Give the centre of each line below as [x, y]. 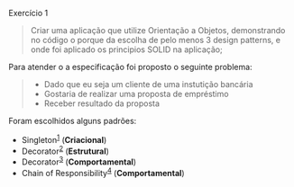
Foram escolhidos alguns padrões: [73, 121]
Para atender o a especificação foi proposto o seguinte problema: [131, 67]
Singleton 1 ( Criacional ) [64, 139]
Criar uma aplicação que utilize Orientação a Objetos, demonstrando [158, 30]
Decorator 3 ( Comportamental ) [79, 161]
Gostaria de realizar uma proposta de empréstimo [136, 94]
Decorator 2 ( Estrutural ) [65, 150]
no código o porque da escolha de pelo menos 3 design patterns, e [156, 40]
